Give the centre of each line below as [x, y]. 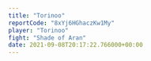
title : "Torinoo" [37, 15]
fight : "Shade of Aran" [47, 38]
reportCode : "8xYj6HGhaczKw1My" [61, 23]
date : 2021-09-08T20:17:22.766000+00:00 [76, 45]
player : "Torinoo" [38, 30]
